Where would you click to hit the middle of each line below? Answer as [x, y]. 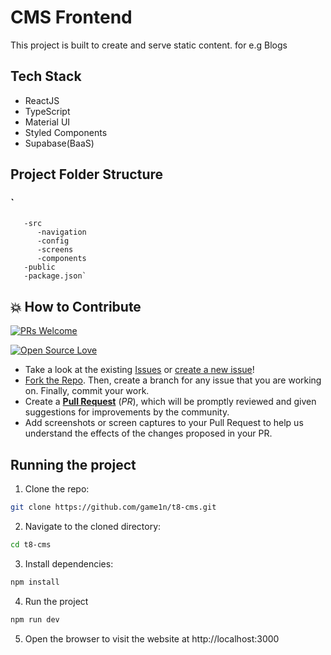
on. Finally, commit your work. [87, 391]
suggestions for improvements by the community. [127, 412]
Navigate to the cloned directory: [93, 526]
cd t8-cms [31, 544]
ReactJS [42, 100]
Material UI [47, 122]
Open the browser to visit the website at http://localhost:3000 [152, 638]
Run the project [56, 601]
